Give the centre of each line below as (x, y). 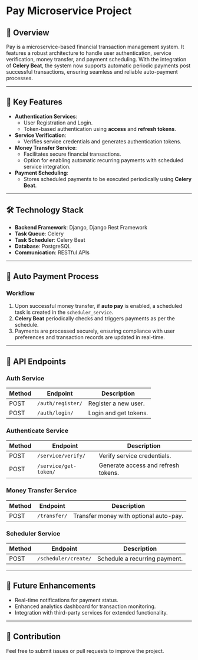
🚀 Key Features (34, 102)
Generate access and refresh (139, 465)
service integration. (47, 166)
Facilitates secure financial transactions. (72, 154)
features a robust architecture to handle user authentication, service (89, 53)
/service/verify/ (62, 456)
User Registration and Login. (58, 123)
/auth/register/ (60, 403)
